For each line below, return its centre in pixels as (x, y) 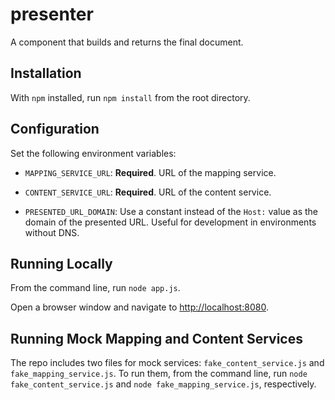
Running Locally (61, 263)
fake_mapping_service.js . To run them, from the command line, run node (159, 374)
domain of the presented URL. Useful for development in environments (170, 222)
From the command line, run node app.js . (95, 288)
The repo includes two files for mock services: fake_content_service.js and (167, 363)
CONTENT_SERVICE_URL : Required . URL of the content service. (148, 192)
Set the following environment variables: (93, 153)
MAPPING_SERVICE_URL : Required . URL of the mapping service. (150, 172)
